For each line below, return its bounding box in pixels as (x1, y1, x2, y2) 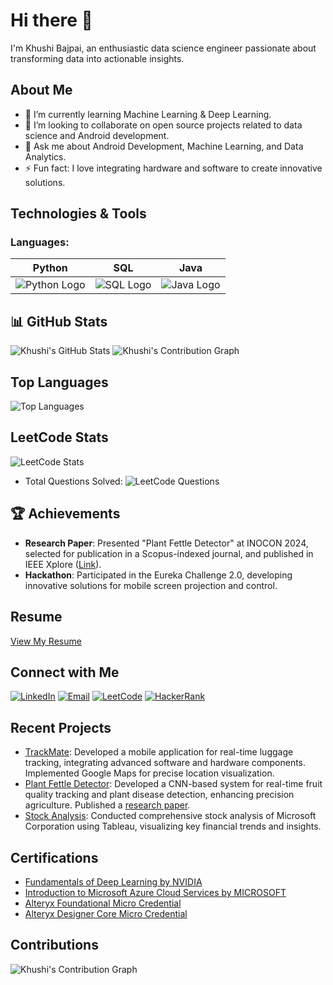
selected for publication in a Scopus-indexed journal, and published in (24, 547, 314, 559)
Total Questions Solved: (24, 475, 123, 487)
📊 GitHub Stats (10, 313, 108, 330)
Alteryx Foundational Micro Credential (24, 897, 182, 909)
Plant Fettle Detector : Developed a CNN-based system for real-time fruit (24, 778, 323, 790)
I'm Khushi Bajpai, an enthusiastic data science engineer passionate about (10, 42, 317, 54)
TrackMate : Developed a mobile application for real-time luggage (24, 746, 294, 758)
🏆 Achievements (10, 505, 121, 523)
